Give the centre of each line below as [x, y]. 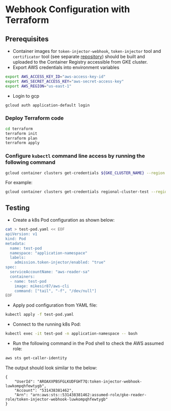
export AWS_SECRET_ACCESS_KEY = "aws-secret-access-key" [65, 81]
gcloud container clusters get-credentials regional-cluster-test [77, 192]
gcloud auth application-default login [48, 105]
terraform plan [21, 138]
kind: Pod [16, 239]
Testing [18, 208]
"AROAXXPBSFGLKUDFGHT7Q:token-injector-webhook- [90, 381]
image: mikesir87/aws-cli [42, 286]
